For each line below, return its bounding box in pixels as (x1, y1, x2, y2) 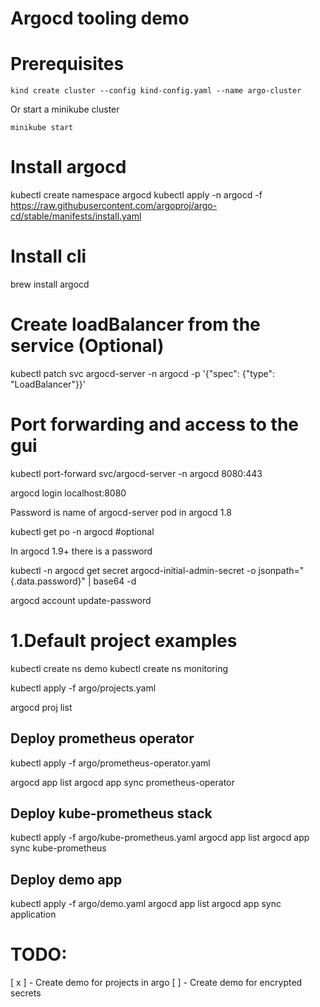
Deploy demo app (10, 871, 123, 888)
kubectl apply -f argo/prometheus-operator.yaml (10, 757, 211, 769)
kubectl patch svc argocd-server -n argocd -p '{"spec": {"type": (10, 367, 276, 379)
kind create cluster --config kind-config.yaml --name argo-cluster (10, 86, 302, 96)
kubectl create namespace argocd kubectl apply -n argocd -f (10, 189, 263, 201)
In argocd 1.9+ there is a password (10, 545, 153, 557)
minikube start (10, 123, 74, 133)
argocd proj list (10, 701, 73, 713)
